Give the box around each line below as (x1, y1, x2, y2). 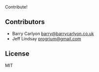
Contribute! (5, 4, 28, 10)
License (5, 50, 30, 58)
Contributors (5, 18, 45, 26)
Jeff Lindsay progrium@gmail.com (12, 36, 82, 41)
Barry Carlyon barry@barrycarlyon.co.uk (12, 31, 94, 36)
